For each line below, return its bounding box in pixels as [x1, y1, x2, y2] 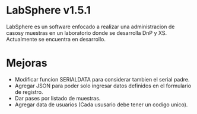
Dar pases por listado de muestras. [14, 95, 101, 102]
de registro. [14, 88, 43, 95]
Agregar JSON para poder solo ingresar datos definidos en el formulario [14, 82, 192, 89]
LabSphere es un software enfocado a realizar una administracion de [6, 23, 175, 30]
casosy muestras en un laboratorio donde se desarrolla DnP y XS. [6, 29, 167, 36]
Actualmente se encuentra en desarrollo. [6, 35, 106, 43]
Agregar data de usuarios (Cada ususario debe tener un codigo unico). [14, 101, 188, 108]
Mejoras [6, 57, 47, 70]
